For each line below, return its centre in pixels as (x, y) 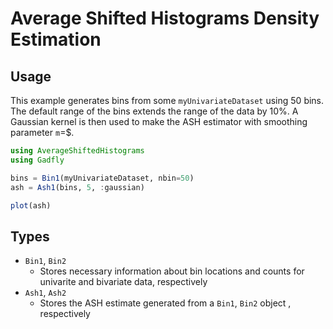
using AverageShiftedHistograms (77, 151)
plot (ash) (31, 205)
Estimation (56, 39)
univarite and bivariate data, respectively (123, 282)
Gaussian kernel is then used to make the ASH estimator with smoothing (159, 121)
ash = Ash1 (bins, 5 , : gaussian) (77, 187)
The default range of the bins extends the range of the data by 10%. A (154, 111)
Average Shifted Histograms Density (165, 18)
